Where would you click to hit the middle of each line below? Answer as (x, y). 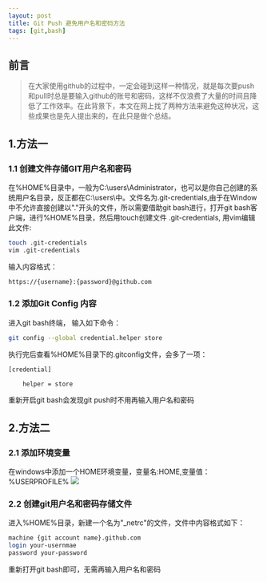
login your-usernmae (43, 546)
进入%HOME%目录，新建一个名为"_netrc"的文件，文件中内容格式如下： (127, 523)
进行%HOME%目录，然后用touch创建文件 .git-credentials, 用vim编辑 (142, 217)
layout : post (30, 16)
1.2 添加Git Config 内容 (53, 304)
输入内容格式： (33, 266)
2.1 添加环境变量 (39, 452)
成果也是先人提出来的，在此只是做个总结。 (105, 116)
